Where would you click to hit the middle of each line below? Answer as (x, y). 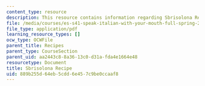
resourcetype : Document (37, 62)
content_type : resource (37, 12)
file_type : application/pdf (42, 29)
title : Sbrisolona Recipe (39, 68)
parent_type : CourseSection (42, 51)
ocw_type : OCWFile (30, 40)
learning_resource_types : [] (43, 35)
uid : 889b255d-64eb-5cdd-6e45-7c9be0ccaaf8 (63, 74)
